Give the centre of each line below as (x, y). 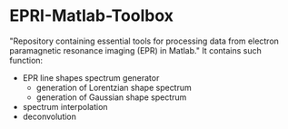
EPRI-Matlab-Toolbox (92, 16)
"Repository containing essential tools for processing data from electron (144, 41)
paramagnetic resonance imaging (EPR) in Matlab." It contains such (135, 50)
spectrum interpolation (65, 106)
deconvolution (50, 116)
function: (26, 60)
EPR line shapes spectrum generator (91, 77)
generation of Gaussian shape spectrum (111, 97)
